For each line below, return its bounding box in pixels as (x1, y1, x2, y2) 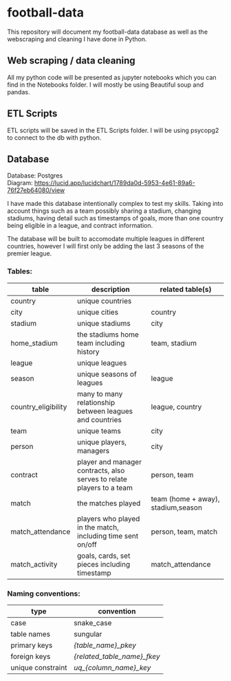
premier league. (7, 249, 52, 258)
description (91, 284, 131, 294)
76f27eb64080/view (7, 186, 65, 194)
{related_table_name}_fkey (74, 651, 160, 661)
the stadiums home (76, 329, 140, 339)
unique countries (76, 296, 132, 306)
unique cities (76, 307, 119, 317)
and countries (76, 415, 122, 424)
